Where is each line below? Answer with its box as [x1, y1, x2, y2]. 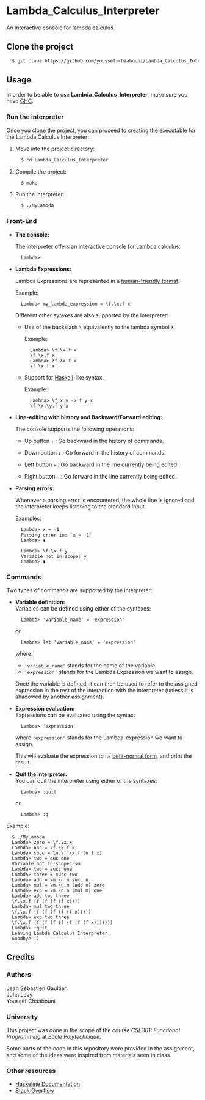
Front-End [6, 217, 37, 226]
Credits [6, 952, 35, 963]
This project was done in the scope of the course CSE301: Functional [6, 1026, 180, 1033]
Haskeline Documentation [15, 1080, 81, 1088]
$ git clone [12, 57, 43, 64]
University [6, 1013, 38, 1021]
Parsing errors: [15, 484, 55, 492]
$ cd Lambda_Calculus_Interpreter [21, 156, 109, 163]
